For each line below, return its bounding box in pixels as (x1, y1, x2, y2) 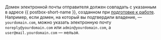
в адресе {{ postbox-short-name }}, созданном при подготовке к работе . (5, 9, 155, 15)
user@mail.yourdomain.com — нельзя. (5, 30, 80, 35)
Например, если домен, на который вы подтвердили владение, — (5, 14, 142, 20)
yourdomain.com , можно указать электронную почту (5, 19, 112, 25)
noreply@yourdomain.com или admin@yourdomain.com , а (5, 25, 112, 30)
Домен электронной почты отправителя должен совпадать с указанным (5, 4, 157, 10)
